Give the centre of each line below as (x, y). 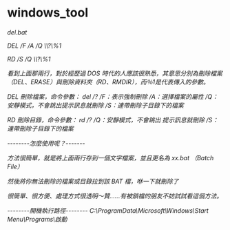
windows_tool (48, 13)
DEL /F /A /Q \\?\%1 (34, 46)
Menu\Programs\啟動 (37, 219)
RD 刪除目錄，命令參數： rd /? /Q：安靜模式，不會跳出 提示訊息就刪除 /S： (113, 119)
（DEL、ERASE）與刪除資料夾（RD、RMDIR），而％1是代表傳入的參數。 (108, 82)
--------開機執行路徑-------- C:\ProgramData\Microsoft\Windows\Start (108, 210)
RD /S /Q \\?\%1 (29, 59)
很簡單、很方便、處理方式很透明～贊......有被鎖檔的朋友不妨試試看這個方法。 (115, 195)
